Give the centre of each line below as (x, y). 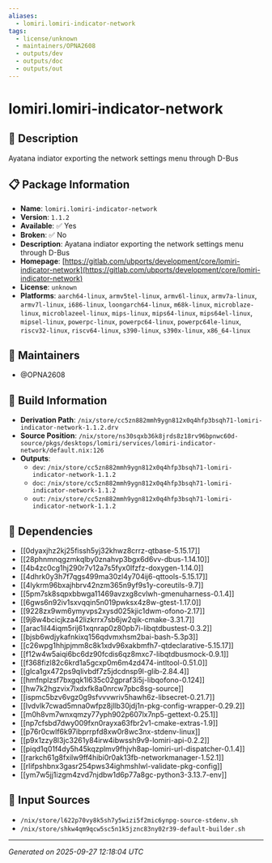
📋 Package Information (69, 185)
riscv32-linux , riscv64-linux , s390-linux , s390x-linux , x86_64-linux (135, 330)
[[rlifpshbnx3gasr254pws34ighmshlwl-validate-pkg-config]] (121, 766)
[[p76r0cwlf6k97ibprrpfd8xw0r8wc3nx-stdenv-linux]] (110, 732)
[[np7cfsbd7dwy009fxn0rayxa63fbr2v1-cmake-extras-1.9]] (119, 723)
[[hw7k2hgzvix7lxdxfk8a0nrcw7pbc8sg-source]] (102, 689)
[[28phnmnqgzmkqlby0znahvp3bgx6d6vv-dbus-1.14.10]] (115, 559)
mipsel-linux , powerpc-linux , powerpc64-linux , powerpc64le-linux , (130, 321)
